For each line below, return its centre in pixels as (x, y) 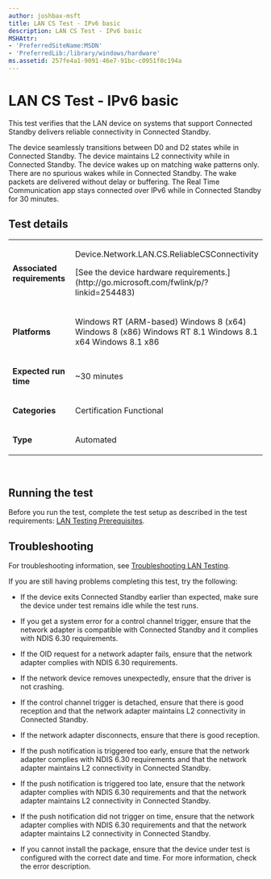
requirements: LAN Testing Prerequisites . (77, 521)
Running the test (51, 493)
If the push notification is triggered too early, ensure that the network (135, 751)
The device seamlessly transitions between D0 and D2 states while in (124, 147)
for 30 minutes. (34, 199)
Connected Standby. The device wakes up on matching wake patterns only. (134, 164)
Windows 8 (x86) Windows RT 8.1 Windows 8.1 (167, 332)
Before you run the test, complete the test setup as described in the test (128, 513)
